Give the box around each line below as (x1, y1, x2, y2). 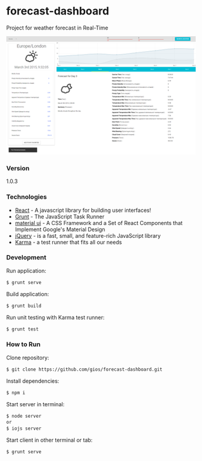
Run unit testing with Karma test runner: (6, 314, 105, 321)
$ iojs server (6, 425, 42, 432)
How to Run (6, 340, 41, 348)
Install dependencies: (6, 377, 60, 385)
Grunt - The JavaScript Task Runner (14, 212, 105, 220)
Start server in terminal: (6, 400, 65, 407)
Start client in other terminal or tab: (6, 436, 93, 444)
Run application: (6, 267, 46, 274)
